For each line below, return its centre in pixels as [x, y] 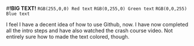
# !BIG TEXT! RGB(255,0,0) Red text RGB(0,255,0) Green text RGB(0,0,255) [97, 8]
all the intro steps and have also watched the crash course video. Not [90, 30]
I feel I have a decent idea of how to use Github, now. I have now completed [97, 24]
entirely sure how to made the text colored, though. [68, 37]
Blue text [18, 14]
